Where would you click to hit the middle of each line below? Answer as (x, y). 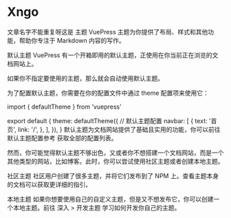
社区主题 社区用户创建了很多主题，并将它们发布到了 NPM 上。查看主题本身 (113, 175)
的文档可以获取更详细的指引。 (49, 184)
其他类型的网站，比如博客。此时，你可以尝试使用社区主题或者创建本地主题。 (115, 161)
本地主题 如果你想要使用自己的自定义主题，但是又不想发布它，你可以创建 (110, 199)
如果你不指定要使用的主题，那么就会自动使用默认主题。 (85, 78)
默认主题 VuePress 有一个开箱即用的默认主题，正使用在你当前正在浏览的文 (113, 55)
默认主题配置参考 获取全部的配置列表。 (62, 138)
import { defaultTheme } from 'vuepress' (64, 107)
